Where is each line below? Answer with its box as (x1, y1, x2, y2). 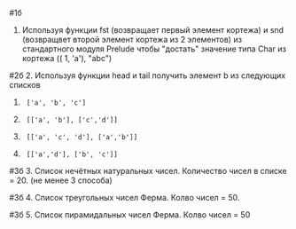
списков (9, 80, 42, 90)
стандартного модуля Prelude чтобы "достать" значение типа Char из (21, 43, 286, 54)
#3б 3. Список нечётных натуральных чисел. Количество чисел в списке (9, 166, 288, 176)
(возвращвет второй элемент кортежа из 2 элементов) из (21, 35, 242, 44)
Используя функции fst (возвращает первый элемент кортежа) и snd (21, 25, 284, 35)
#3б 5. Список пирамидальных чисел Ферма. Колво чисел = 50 (9, 209, 251, 220)
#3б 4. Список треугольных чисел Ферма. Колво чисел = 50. (9, 193, 240, 202)
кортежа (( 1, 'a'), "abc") (21, 53, 113, 63)
